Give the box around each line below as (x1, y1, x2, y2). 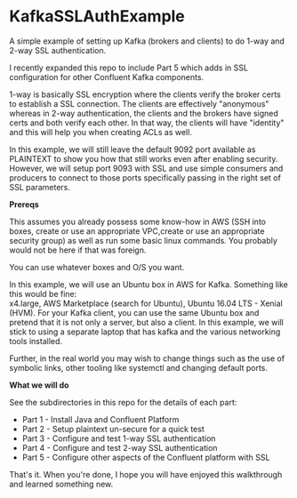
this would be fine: (9, 288, 77, 299)
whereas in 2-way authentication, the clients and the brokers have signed (9, 108, 278, 118)
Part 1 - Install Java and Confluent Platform (21, 414, 180, 424)
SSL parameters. (9, 181, 71, 192)
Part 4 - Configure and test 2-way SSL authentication (21, 442, 218, 453)
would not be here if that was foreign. (9, 245, 147, 255)
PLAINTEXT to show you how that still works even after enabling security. (9, 153, 278, 164)
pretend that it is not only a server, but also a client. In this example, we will (9, 317, 285, 327)
